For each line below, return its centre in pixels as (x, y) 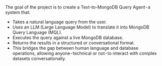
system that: (18, 12)
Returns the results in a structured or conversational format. (74, 43)
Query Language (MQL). (37, 32)
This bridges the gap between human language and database (75, 48)
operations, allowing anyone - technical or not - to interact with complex (84, 53)
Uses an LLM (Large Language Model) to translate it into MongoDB (81, 27)
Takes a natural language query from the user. (60, 22)
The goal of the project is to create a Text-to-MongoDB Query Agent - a (78, 7)
